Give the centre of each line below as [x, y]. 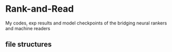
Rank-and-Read [40, 9]
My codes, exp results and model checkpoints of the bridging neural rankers [86, 23]
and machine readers [28, 28]
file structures [28, 45]
